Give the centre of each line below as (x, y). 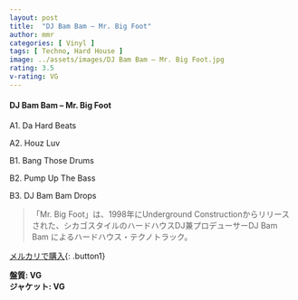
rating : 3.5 (32, 69)
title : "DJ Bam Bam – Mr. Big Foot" (81, 26)
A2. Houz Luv (35, 143)
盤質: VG (26, 275)
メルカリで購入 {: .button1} (58, 256)
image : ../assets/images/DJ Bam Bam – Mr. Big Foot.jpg (117, 60)
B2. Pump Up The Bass (53, 178)
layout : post (34, 18)
